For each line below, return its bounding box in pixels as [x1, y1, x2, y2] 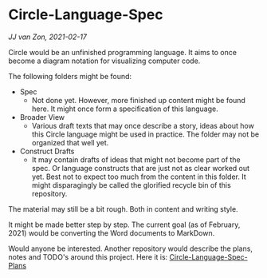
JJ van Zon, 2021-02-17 [8, 32, 88, 42]
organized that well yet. [31, 137, 109, 147]
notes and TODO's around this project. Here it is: [8, 252, 168, 261]
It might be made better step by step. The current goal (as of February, [8, 220, 241, 229]
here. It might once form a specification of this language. [31, 104, 218, 113]
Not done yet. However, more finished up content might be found [31, 95, 245, 105]
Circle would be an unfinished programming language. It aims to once [8, 47, 238, 57]
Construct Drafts [19, 146, 75, 156]
